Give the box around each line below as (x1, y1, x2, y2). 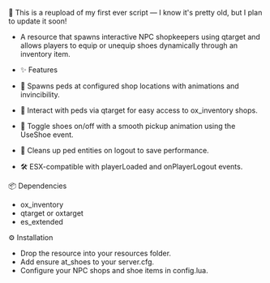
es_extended (19, 217, 63, 226)
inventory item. (19, 49, 71, 58)
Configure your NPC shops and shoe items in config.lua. (19, 266, 208, 275)
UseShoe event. (19, 130, 75, 139)
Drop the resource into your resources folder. (19, 248, 172, 258)
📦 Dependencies (8, 181, 67, 191)
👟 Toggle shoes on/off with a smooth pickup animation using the (19, 122, 236, 131)
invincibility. (19, 90, 61, 99)
